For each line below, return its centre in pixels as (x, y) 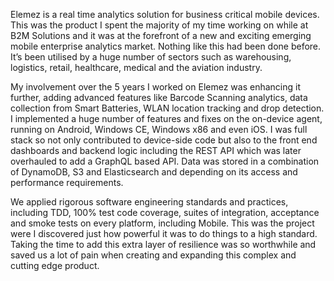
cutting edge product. (55, 265)
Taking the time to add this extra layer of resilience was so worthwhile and (163, 244)
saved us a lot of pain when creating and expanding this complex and (153, 255)
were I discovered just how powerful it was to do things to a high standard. (164, 233)
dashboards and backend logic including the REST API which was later (156, 150)
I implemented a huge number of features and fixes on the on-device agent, (166, 118)
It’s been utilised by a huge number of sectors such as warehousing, (151, 57)
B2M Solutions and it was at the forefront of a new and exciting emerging (161, 35)
